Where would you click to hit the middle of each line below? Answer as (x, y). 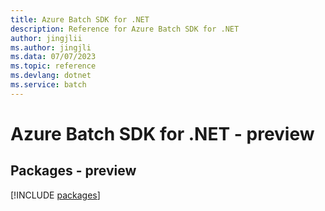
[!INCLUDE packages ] (55, 195)
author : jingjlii (46, 38)
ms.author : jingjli (51, 47)
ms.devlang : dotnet (51, 76)
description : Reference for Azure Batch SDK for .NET (125, 29)
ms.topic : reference (53, 66)
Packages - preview (73, 171)
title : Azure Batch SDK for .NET (80, 19)
